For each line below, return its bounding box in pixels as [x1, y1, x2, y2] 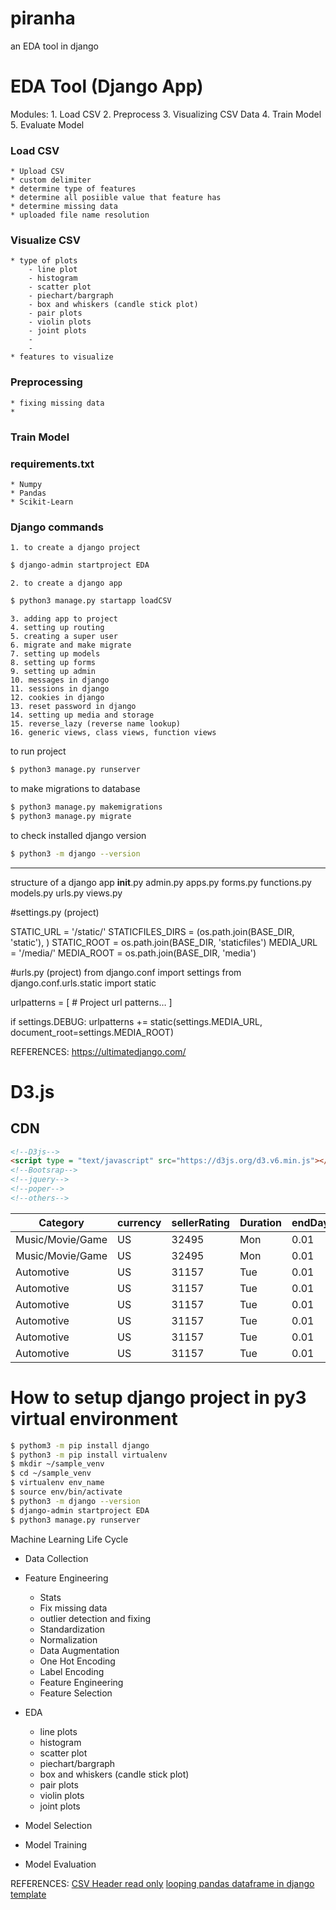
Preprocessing [10, 375, 83, 389]
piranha [10, 7, 76, 30]
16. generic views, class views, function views [10, 728, 217, 738]
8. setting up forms [10, 658, 97, 668]
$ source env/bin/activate [10, 1487, 123, 1497]
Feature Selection [39, 1687, 113, 1699]
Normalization [39, 1633, 98, 1646]
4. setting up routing [10, 623, 105, 633]
